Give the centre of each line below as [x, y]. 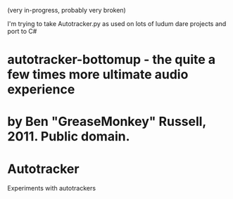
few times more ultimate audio [98, 75]
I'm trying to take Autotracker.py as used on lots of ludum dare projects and [117, 24]
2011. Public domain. [69, 137]
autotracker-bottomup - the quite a [112, 60]
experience [41, 90]
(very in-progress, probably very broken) [67, 10]
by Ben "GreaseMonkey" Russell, [107, 122]
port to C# [22, 31]
